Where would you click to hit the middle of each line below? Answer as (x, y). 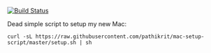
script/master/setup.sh (42, 43)
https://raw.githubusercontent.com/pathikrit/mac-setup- (120, 36)
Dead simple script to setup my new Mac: (67, 24)
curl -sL (20, 36)
